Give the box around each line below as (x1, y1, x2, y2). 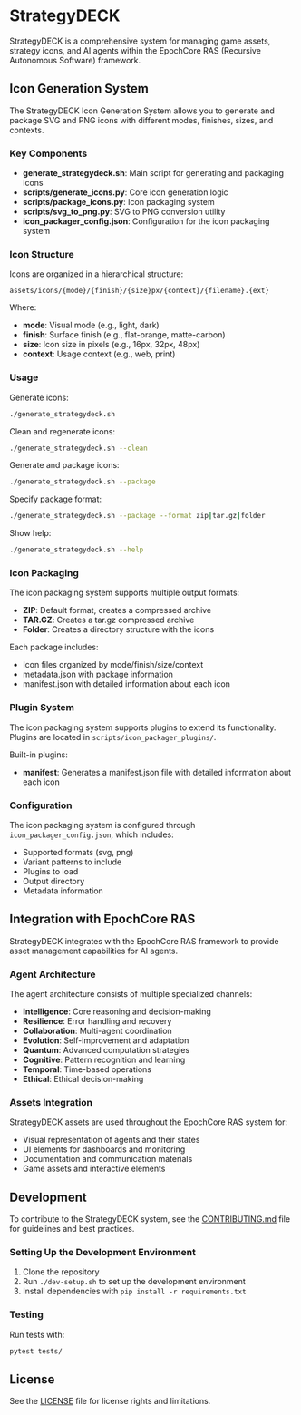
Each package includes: (9, 641, 99, 653)
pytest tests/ (9, 1346, 63, 1356)
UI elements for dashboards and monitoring (22, 1144, 186, 1155)
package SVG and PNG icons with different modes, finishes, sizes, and (9, 114, 274, 125)
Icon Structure (9, 248, 74, 260)
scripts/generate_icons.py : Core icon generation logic (22, 187, 228, 198)
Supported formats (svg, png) (22, 846, 134, 857)
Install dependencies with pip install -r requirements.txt (22, 1285, 247, 1297)
